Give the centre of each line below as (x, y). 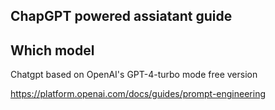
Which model (52, 50)
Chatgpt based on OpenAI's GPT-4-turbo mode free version (134, 75)
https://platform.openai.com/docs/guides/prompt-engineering (138, 94)
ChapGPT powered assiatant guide (121, 16)
